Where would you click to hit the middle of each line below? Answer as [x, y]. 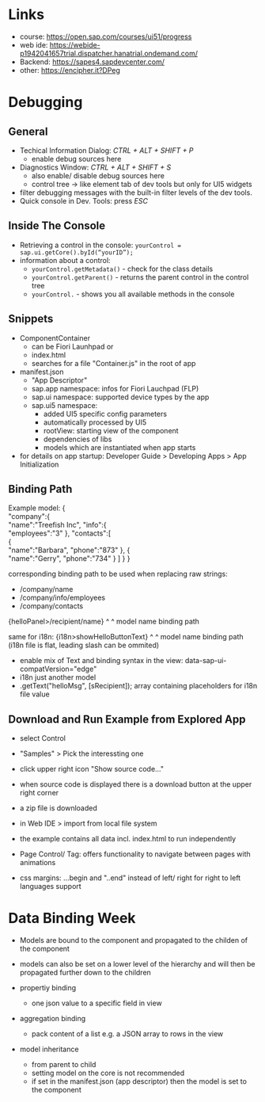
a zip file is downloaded [58, 808]
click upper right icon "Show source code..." [92, 769]
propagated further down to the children [85, 973]
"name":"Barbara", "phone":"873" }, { [69, 550]
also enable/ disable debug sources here [98, 175]
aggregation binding [53, 1019]
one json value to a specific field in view [97, 1003]
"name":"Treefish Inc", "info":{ [57, 525]
